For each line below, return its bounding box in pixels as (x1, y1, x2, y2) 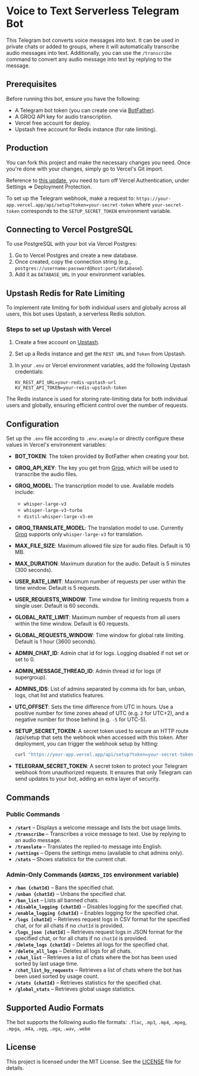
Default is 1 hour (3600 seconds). (14, 638, 97, 645)
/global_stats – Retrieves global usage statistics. (14, 985, 136, 992)
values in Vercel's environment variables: (6, 441, 107, 449)
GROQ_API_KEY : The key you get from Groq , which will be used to (14, 464, 178, 472)
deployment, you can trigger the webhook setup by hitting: (14, 740, 159, 747)
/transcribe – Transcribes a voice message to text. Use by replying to (14, 830, 187, 837)
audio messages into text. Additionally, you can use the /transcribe (6, 49, 172, 56)
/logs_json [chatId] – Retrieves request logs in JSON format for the (14, 929, 183, 936)
